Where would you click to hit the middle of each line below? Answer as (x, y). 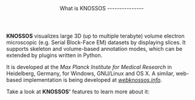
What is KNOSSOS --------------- (102, 8)
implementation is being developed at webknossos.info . (93, 80)
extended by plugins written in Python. (55, 55)
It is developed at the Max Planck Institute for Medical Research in (89, 67)
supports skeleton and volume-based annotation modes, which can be (94, 49)
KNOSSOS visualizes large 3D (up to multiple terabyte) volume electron (95, 36)
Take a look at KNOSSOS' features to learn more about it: (78, 92)
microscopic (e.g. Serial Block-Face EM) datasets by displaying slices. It (96, 42)
